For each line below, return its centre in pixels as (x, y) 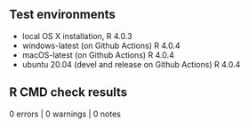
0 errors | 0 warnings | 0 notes (65, 114)
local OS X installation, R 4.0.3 (77, 36)
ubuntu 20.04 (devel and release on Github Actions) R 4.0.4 (131, 64)
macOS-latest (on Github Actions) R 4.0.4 (98, 55)
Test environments (62, 15)
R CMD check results (68, 92)
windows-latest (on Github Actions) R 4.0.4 (101, 45)
